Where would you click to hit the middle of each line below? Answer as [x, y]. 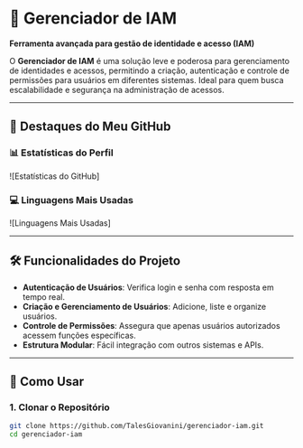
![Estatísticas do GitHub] [55, 176]
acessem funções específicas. [79, 335]
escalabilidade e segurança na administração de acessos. [117, 89]
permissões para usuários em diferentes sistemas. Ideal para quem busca [147, 79]
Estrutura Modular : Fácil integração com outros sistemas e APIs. [143, 345]
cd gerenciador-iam [46, 434]
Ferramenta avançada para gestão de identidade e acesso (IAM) [132, 43]
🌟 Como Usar [47, 382]
